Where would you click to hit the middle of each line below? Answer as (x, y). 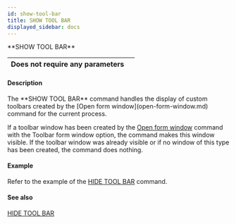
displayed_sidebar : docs (44, 27)
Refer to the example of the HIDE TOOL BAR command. (87, 181)
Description (25, 82)
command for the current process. (57, 113)
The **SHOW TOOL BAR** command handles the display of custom (107, 99)
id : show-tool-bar (34, 14)
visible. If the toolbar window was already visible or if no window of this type (118, 142)
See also (20, 197)
